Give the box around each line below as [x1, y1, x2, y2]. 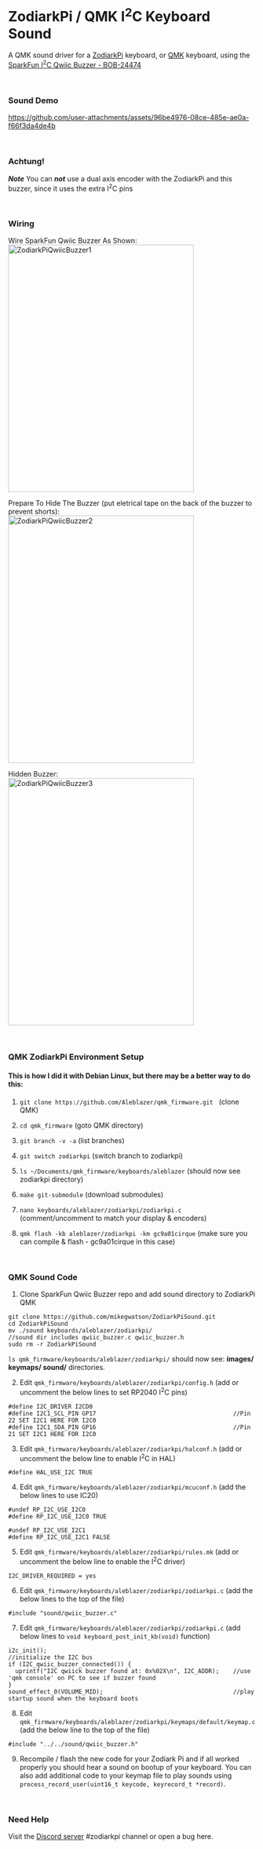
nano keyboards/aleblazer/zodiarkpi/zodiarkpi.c [19, 1206, 182, 1214]
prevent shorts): [8, 507, 60, 517]
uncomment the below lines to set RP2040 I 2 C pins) [19, 1386, 188, 1397]
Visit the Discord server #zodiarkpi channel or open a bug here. [8, 1832, 214, 1841]
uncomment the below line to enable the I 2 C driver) [19, 1555, 186, 1566]
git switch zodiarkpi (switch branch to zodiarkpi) [19, 1151, 183, 1160]
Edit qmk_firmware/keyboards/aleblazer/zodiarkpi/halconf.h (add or [19, 1444, 243, 1453]
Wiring [8, 218, 35, 229]
